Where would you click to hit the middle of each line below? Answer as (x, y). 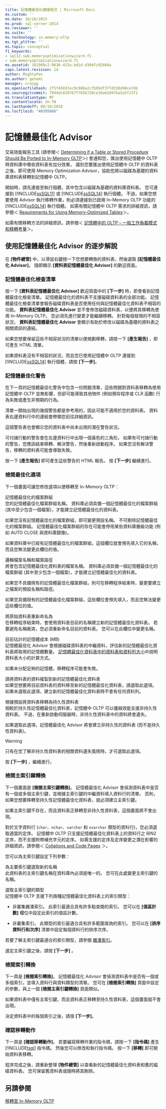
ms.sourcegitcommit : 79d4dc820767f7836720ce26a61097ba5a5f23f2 (72, 93)
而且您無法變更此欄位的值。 (33, 549)
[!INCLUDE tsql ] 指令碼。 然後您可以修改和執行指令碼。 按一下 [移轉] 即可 (79, 1048)
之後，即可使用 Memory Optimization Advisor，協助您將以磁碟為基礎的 (77, 170)
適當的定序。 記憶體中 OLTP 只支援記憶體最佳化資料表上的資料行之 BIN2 (83, 833)
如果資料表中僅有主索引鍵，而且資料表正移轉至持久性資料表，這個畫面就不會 (83, 999)
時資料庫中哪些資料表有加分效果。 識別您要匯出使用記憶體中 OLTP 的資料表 (82, 164)
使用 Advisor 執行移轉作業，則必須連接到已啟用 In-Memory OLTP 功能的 (82, 199)
